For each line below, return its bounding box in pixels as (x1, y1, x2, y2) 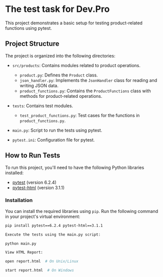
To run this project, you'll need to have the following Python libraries (5, 164, 145, 170)
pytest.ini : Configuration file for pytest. (12, 137, 95, 142)
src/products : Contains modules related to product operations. (12, 62, 141, 68)
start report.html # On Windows (5, 268, 74, 273)
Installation (5, 197, 33, 204)
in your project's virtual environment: (5, 213, 81, 219)
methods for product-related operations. (19, 93, 103, 99)
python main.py (5, 241, 37, 246)
